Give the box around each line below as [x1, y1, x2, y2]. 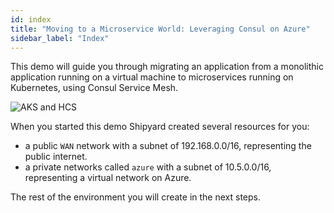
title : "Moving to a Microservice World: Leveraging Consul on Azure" [10, 24, 311, 34]
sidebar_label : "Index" [10, 33, 110, 43]
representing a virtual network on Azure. [24, 172, 192, 184]
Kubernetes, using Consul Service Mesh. [10, 82, 179, 94]
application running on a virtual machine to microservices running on [10, 71, 294, 83]
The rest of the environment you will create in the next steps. [10, 191, 262, 203]
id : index [10, 14, 52, 25]
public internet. [24, 151, 88, 163]
